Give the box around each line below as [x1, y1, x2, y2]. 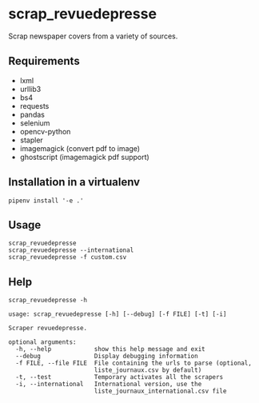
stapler [19, 135, 44, 145]
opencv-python [19, 126, 71, 136]
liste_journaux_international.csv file [94, 387, 227, 396]
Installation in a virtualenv [8, 175, 141, 189]
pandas [19, 110, 46, 119]
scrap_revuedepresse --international [8, 246, 134, 254]
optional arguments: [8, 338, 78, 346]
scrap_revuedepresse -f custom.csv [8, 253, 127, 261]
